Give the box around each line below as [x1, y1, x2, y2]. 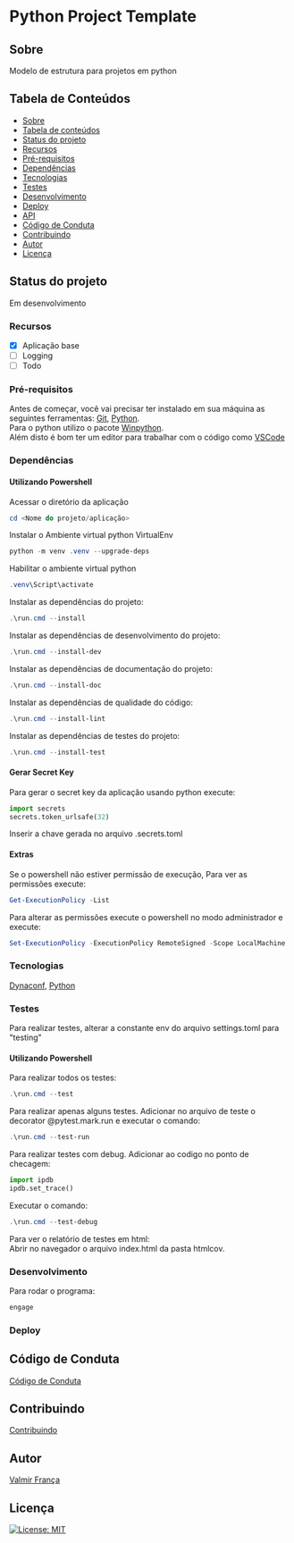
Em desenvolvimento [9, 298, 87, 308]
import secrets [9, 804, 66, 813]
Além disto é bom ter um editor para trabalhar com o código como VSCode [9, 432, 286, 443]
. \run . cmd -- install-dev [9, 648, 102, 657]
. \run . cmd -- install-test [9, 748, 105, 757]
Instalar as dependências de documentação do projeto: [9, 663, 213, 674]
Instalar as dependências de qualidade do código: [9, 697, 194, 708]
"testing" [9, 1032, 42, 1043]
